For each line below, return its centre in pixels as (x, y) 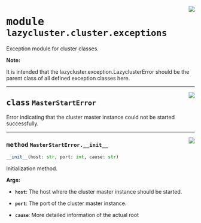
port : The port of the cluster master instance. (71, 203)
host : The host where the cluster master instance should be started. (98, 191)
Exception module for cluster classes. (52, 49)
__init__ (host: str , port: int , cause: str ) (63, 157)
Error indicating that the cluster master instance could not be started (91, 117)
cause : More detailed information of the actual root (77, 215)
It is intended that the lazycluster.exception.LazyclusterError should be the (98, 71)
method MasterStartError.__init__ (57, 145)
